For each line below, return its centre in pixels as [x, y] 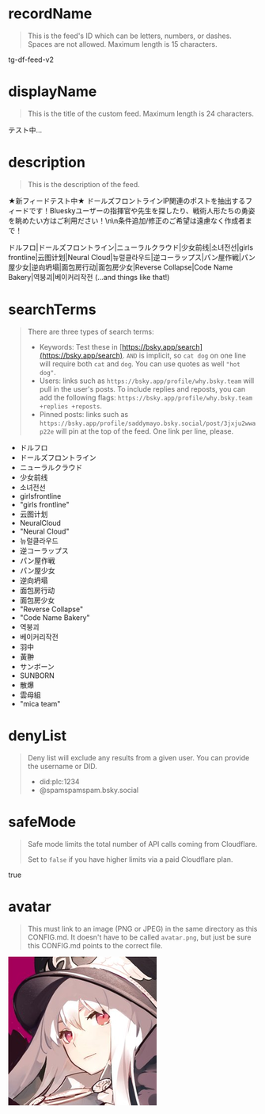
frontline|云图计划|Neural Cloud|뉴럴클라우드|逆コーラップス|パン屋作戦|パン [132, 257]
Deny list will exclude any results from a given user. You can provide [138, 757]
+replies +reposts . [71, 406]
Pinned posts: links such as [84, 414]
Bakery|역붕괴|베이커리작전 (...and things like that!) [89, 277]
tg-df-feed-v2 [31, 59]
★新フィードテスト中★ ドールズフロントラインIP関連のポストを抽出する [127, 201]
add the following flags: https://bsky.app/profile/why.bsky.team [146, 397]
